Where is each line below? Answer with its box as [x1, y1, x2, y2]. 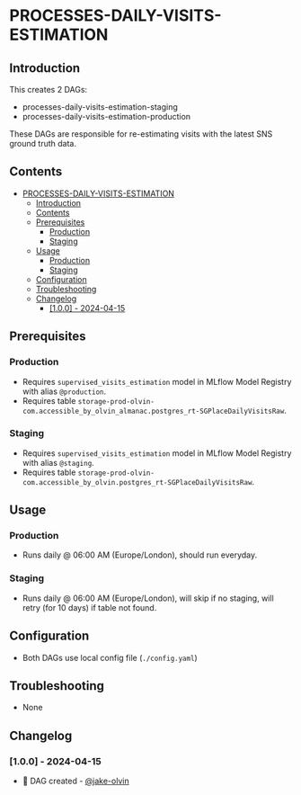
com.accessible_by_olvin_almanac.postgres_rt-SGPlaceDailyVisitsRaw [22, 406, 285, 415]
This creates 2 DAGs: [9, 85, 88, 94]
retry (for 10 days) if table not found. [22, 602, 157, 612]
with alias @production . [22, 386, 107, 397]
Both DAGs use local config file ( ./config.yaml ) [22, 652, 198, 663]
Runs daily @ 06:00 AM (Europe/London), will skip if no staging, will [22, 593, 274, 603]
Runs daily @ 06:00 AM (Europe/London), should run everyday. [22, 549, 258, 560]
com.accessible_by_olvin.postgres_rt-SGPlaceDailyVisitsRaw [22, 478, 252, 487]
